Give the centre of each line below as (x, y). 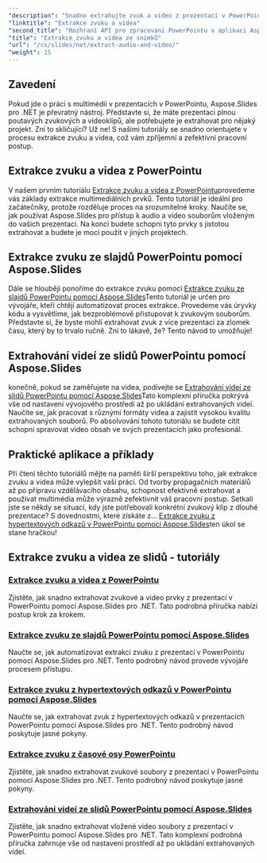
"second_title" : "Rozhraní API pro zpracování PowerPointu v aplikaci (128, 30)
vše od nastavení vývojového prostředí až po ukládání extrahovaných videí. (131, 404)
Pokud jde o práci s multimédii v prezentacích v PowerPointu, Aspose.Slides (133, 103)
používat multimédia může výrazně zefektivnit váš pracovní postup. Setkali (131, 499)
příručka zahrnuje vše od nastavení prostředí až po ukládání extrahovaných (132, 843)
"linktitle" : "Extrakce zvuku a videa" (74, 23)
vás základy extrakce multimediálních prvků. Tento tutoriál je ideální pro (126, 198)
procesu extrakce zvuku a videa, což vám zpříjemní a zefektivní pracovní (128, 137)
